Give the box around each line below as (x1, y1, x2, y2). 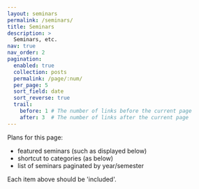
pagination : (7, 56, 42, 63)
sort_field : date (13, 88, 64, 95)
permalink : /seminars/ (7, 17, 73, 24)
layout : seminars (7, 10, 58, 17)
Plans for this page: (7, 133, 64, 142)
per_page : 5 (13, 82, 49, 89)
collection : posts (13, 68, 68, 75)
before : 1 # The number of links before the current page (20, 107, 192, 114)
